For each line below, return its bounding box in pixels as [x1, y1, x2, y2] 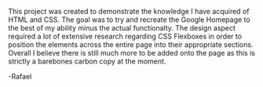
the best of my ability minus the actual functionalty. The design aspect [8, 24, 236, 32]
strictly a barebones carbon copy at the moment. [8, 56, 166, 66]
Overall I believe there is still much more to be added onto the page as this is [8, 49, 255, 57]
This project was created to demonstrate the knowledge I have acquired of [8, 7, 250, 16]
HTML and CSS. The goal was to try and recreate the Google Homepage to [8, 15, 250, 24]
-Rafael [8, 72, 32, 81]
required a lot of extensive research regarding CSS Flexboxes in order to [8, 31, 242, 41]
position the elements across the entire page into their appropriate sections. [8, 40, 254, 49]
